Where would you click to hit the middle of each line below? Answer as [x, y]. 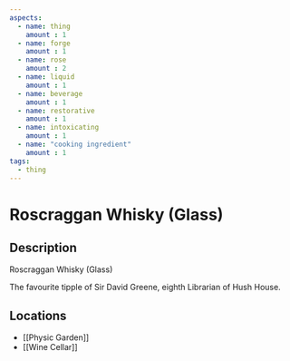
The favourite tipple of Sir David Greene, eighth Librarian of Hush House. [145, 288]
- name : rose [42, 60]
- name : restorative [56, 111]
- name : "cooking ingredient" [74, 144]
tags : [19, 161]
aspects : [26, 18]
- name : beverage [50, 93]
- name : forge [44, 43]
